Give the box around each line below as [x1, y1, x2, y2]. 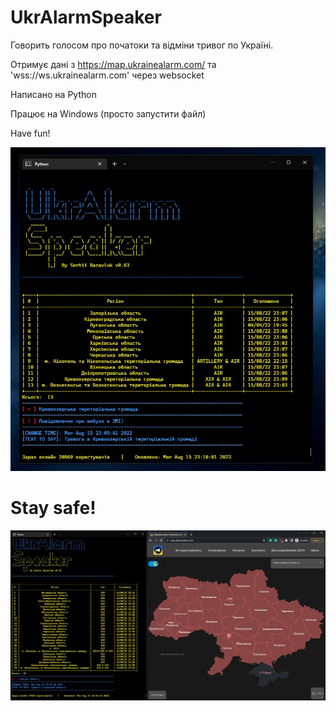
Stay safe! [10, 497, 97, 520]
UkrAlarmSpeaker [10, 6, 162, 29]
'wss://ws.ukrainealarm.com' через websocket [10, 69, 205, 81]
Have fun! [10, 127, 51, 139]
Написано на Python [10, 88, 97, 100]
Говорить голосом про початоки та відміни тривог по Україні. [10, 39, 274, 51]
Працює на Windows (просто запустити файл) [10, 107, 207, 120]
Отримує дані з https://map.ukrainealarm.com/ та [10, 58, 217, 70]
